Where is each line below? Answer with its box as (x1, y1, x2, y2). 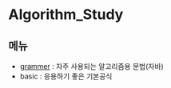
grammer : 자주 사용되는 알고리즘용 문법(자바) (19, 62, 164, 71)
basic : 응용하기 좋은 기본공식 (19, 71, 113, 81)
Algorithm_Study (8, 6, 124, 24)
